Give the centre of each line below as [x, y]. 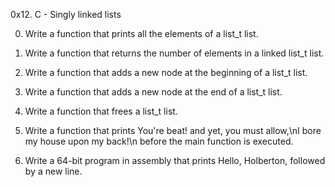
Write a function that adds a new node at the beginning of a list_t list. [166, 72]
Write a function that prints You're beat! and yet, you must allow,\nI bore [173, 130]
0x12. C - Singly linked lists [66, 14]
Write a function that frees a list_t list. [101, 111]
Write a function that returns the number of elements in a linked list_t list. [174, 53]
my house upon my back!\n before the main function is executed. [159, 141]
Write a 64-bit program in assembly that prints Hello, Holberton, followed [175, 160]
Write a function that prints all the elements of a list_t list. [141, 33]
